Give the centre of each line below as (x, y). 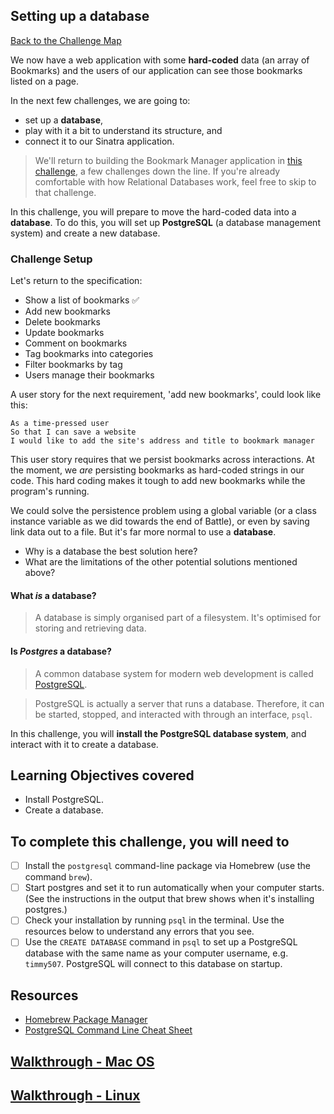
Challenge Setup (51, 259)
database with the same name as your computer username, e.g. (156, 953)
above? (40, 573)
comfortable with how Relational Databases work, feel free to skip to (175, 181)
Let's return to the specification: (76, 281)
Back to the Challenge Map (66, 40)
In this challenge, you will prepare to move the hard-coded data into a (153, 211)
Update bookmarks (64, 333)
